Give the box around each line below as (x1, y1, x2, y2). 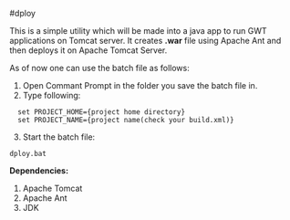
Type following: (22, 90, 81, 100)
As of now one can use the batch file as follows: (9, 63, 190, 73)
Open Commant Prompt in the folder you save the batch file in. (22, 80, 258, 90)
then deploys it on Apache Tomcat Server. (9, 45, 168, 56)
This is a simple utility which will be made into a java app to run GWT (9, 26, 267, 36)
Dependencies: (9, 165, 69, 176)
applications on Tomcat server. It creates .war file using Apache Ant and (9, 36, 282, 46)
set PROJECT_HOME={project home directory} (17, 108, 185, 117)
